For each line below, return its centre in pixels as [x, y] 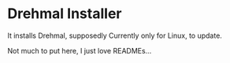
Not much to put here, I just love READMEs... [80, 50]
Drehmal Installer [65, 14]
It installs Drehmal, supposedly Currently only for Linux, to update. [115, 35]
